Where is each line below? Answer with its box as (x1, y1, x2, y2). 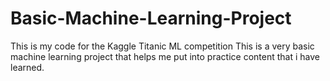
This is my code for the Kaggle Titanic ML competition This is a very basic (10, 40, 315, 52)
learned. (10, 61, 45, 73)
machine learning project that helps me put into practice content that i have (10, 50, 320, 62)
